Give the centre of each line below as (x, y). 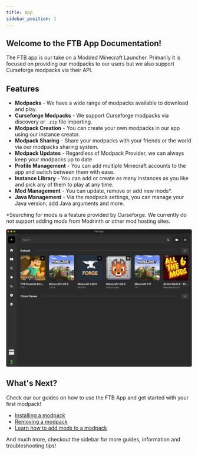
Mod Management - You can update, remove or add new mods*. (93, 191)
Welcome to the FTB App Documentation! (84, 43)
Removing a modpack (41, 421)
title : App (19, 12)
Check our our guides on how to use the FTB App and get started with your (98, 397)
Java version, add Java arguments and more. (70, 203)
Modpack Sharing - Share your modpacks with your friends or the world (103, 141)
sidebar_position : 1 (32, 19)
